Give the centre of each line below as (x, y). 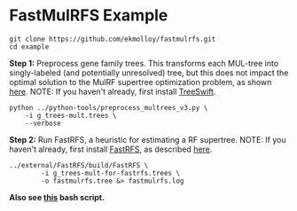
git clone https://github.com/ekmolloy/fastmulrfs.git (113, 39)
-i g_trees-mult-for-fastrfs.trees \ (110, 173)
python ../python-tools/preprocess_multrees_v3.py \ (109, 107)
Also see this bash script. (57, 197)
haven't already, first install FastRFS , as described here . (111, 149)
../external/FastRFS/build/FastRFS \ (79, 165)
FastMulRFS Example (89, 16)
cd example (29, 47)
